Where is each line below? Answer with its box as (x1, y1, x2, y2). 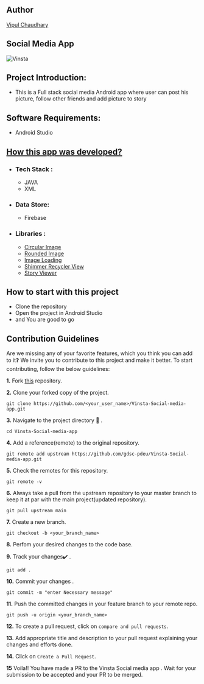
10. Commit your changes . (6, 578, 74, 585)
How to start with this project (6, 286, 119, 297)
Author (6, 5, 33, 15)
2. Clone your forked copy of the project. (6, 389, 110, 397)
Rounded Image (24, 250, 65, 257)
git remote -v (6, 479, 43, 485)
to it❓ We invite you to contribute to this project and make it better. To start (6, 356, 193, 364)
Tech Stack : (15, 164, 53, 173)
